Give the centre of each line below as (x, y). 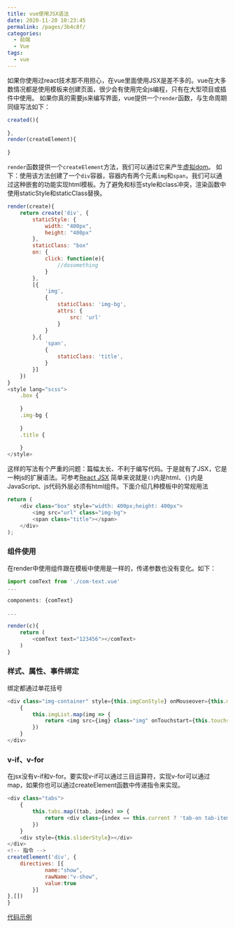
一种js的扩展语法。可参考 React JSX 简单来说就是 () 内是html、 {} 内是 (105, 477)
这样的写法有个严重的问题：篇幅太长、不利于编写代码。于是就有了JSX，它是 (117, 469)
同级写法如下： (29, 107)
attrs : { (70, 311)
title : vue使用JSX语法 (38, 14)
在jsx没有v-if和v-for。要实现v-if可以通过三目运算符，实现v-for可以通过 (109, 776)
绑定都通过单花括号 (35, 688)
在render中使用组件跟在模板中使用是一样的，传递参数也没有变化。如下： (112, 568)
